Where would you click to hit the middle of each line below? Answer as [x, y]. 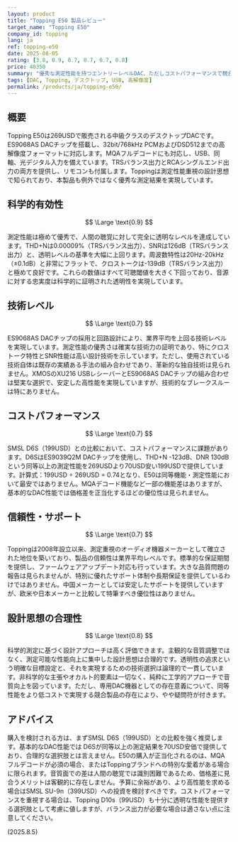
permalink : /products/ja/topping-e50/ [64, 87]
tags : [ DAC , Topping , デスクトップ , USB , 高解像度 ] [80, 80]
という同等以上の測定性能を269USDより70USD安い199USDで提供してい [113, 465]
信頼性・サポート [45, 517]
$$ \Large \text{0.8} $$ [119, 636]
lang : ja [20, 41]
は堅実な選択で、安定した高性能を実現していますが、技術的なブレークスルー [119, 382]
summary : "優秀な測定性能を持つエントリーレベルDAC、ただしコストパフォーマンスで [115, 73]
